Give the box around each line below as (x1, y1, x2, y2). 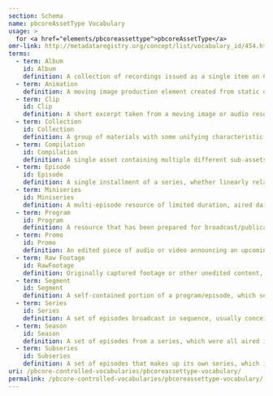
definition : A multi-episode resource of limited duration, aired (23, 201, 253, 209)
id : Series (23, 307, 60, 315)
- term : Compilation (15, 140, 85, 149)
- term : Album (15, 58, 63, 66)
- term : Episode (15, 163, 71, 172)
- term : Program (15, 208, 71, 216)
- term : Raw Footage (15, 254, 85, 262)
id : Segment (23, 284, 63, 293)
